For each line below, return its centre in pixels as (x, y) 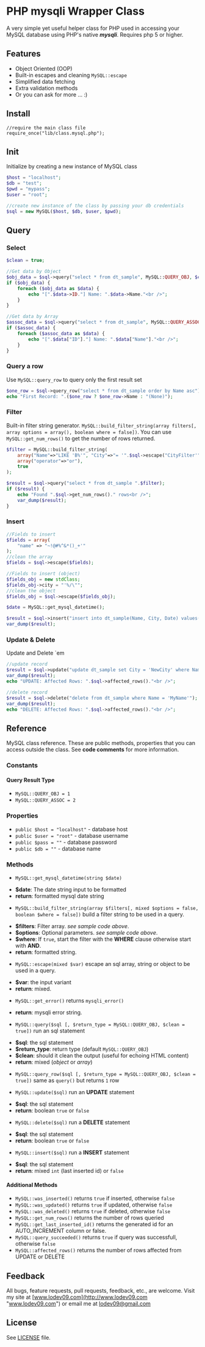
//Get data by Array (33, 317)
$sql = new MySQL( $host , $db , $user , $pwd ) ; (64, 211)
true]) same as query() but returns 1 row (67, 1080)
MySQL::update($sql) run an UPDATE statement (75, 1092)
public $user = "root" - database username (72, 835)
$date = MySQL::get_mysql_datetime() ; (56, 608)
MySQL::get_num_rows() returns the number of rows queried (89, 1218)
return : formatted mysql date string (60, 896)
